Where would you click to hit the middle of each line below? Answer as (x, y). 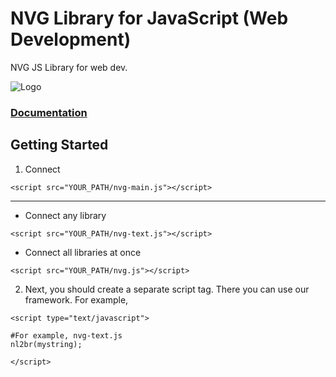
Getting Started (59, 145)
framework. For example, (76, 299)
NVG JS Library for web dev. (69, 67)
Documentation (49, 112)
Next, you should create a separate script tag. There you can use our (167, 289)
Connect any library (65, 215)
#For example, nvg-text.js (66, 335)
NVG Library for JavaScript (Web (149, 18)
